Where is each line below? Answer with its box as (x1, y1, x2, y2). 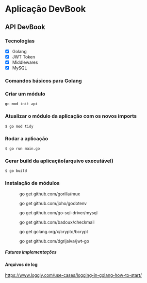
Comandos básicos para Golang (5, 77, 82, 84)
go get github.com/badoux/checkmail (19, 219, 95, 225)
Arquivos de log (5, 262, 38, 267)
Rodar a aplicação (5, 135, 49, 142)
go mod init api (5, 101, 38, 107)
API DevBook (5, 23, 45, 31)
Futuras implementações (5, 249, 57, 255)
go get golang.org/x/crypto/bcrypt (19, 228, 88, 234)
